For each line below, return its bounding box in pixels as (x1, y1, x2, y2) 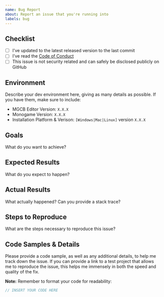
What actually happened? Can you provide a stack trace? (5, 199, 121, 205)
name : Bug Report (5, 7, 41, 12)
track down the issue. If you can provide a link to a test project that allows (5, 259, 154, 265)
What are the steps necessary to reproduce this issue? (5, 226, 116, 232)
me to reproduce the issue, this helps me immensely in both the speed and (5, 264, 156, 269)
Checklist (5, 34, 35, 43)
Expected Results (5, 158, 60, 167)
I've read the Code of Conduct (12, 53, 74, 59)
